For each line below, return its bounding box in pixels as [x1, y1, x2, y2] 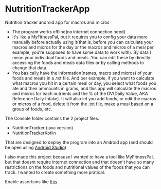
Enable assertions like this [5, 178, 57, 185]
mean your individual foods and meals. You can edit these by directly [12, 54, 151, 60]
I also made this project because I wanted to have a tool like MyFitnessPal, [5, 154, 154, 159]
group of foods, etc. [12, 106, 53, 112]
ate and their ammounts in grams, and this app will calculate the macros [12, 85, 157, 91]
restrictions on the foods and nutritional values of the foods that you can [5, 164, 150, 170]
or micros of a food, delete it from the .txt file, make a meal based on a [12, 101, 154, 107]
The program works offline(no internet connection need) [12, 29, 125, 34]
